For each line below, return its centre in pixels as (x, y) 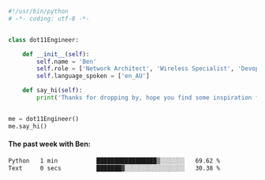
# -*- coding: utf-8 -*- (49, 19)
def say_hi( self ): (52, 91)
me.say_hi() (28, 126)
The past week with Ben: (49, 144)
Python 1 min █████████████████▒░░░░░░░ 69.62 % (114, 161)
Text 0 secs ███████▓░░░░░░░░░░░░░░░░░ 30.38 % (114, 168)
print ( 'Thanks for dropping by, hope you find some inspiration (144, 98)
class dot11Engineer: (44, 39)
